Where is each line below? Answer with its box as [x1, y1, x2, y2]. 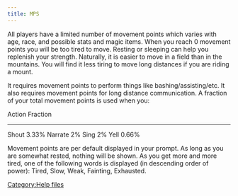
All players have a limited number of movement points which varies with [7, 30, 217, 38]
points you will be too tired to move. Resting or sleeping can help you [7, 45, 209, 53]
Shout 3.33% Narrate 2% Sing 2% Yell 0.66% [7, 130, 140, 139]
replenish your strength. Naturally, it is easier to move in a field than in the [7, 52, 222, 61]
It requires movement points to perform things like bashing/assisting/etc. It [7, 81, 225, 89]
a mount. [7, 67, 33, 76]
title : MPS [7, 10, 40, 18]
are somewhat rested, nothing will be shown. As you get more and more [7, 151, 217, 160]
